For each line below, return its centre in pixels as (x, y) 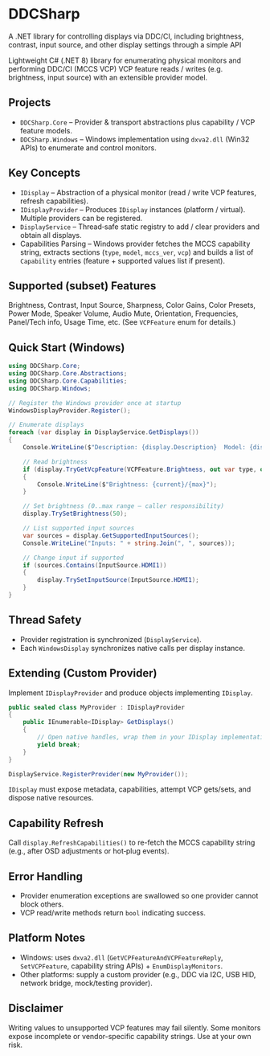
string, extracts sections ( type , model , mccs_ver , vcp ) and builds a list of (137, 252)
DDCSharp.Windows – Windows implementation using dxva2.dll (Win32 (135, 139)
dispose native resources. (51, 798)
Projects (30, 102)
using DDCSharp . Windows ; (50, 388)
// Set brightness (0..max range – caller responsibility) (124, 506)
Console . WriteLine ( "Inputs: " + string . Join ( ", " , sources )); (129, 543)
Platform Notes (47, 938)
